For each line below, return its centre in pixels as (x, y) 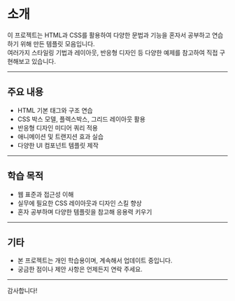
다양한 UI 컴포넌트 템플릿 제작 (58, 145)
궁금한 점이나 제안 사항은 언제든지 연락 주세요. (80, 269)
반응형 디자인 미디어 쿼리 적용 (57, 127)
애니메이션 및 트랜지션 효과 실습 (60, 136)
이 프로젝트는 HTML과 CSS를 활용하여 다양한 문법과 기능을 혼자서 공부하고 (109, 35)
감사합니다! (22, 290)
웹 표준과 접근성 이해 (45, 194)
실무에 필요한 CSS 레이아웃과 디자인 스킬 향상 (79, 203)
